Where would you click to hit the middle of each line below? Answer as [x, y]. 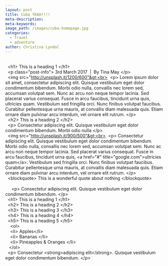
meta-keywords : [21, 24]
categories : [18, 33]
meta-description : [24, 19]
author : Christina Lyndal [32, 47]
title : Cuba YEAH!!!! [28, 14]
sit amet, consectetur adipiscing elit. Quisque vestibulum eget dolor [75, 82]
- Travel [19, 38]
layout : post [19, 10]
